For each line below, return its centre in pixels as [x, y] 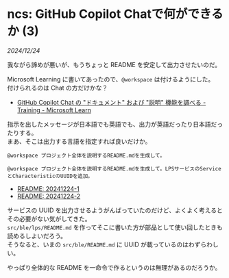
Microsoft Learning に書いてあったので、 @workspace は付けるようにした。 [111, 79]
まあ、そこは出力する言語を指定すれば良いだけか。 [79, 141]
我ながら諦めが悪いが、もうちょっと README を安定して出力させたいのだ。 [114, 64]
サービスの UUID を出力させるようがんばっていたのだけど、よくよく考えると [115, 210]
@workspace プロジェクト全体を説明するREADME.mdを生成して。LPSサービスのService [114, 168]
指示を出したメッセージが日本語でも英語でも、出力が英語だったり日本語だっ [115, 124]
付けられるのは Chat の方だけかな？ [58, 88]
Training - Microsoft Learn [54, 110]
